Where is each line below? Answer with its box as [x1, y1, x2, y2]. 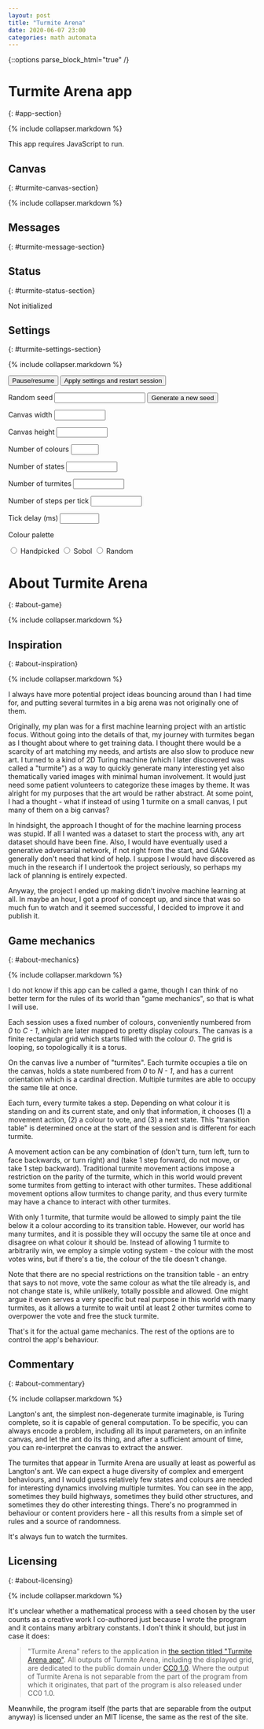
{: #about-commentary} [8, 1378, 85, 1388]
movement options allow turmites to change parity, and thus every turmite [8, 1189, 247, 1198]
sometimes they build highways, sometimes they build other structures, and [8, 1491, 254, 1501]
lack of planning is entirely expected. [8, 871, 127, 881]
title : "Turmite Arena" [8, 19, 86, 27]
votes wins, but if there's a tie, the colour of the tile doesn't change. [8, 1254, 227, 1263]
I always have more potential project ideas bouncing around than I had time [8, 690, 251, 699]
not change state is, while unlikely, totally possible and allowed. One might [8, 1286, 249, 1296]
